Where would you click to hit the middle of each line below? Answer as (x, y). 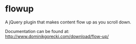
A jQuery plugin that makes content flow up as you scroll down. (68, 22)
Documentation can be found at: (37, 31)
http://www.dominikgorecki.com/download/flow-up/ (57, 36)
